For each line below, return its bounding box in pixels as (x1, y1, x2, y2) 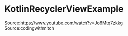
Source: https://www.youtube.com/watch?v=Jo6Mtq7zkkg (4, 20, 123, 26)
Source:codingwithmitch (4, 25, 55, 31)
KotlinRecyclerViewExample (4, 3, 124, 15)
